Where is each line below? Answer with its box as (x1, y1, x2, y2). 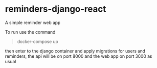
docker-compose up (17, 38, 59, 45)
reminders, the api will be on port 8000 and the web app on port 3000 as (5, 53, 153, 59)
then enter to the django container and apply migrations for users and (5, 48, 146, 54)
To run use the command (5, 29, 56, 35)
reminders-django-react (5, 3, 107, 15)
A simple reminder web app (5, 20, 61, 25)
